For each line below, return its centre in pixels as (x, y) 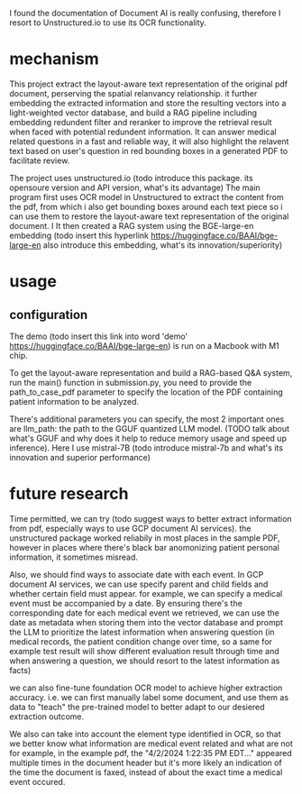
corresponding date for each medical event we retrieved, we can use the (144, 613)
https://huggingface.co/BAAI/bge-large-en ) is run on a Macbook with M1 (144, 345)
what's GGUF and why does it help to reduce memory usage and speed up (148, 438)
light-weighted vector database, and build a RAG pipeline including (133, 113)
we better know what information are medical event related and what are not (151, 744)
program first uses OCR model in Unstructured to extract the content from (146, 196)
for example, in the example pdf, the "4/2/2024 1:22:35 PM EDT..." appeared (151, 753)
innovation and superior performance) (80, 457)
